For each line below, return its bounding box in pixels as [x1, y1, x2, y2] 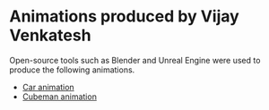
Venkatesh [9, 25, 91, 46]
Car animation [22, 81, 74, 92]
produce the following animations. [9, 64, 135, 75]
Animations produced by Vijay [9, 6, 239, 27]
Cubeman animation [22, 91, 97, 102]
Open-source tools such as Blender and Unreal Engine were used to [9, 55, 261, 65]
